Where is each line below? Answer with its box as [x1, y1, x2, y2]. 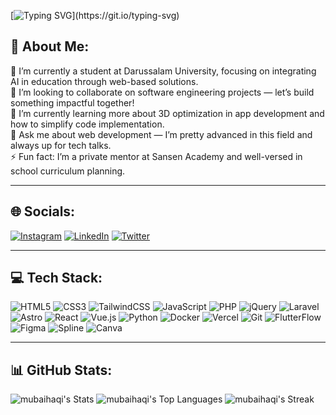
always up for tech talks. [10, 139, 112, 151]
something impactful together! [10, 96, 135, 109]
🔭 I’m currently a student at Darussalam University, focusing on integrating [10, 65, 317, 77]
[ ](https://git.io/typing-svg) [10, 10, 180, 21]
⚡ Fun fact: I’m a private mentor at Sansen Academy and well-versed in [10, 150, 303, 162]
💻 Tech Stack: [10, 270, 103, 287]
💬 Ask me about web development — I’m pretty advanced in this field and [10, 128, 313, 140]
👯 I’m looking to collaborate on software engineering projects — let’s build [10, 86, 315, 98]
